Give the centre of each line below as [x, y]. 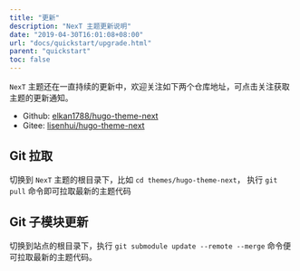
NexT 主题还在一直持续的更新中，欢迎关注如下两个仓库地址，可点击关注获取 [150, 86]
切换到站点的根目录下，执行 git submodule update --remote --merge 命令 [146, 246]
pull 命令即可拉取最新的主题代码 [70, 191]
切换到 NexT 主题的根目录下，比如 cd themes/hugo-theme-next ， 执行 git [144, 179]
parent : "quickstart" [50, 51]
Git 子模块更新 [49, 222]
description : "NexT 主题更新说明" [70, 26]
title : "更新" [35, 18]
